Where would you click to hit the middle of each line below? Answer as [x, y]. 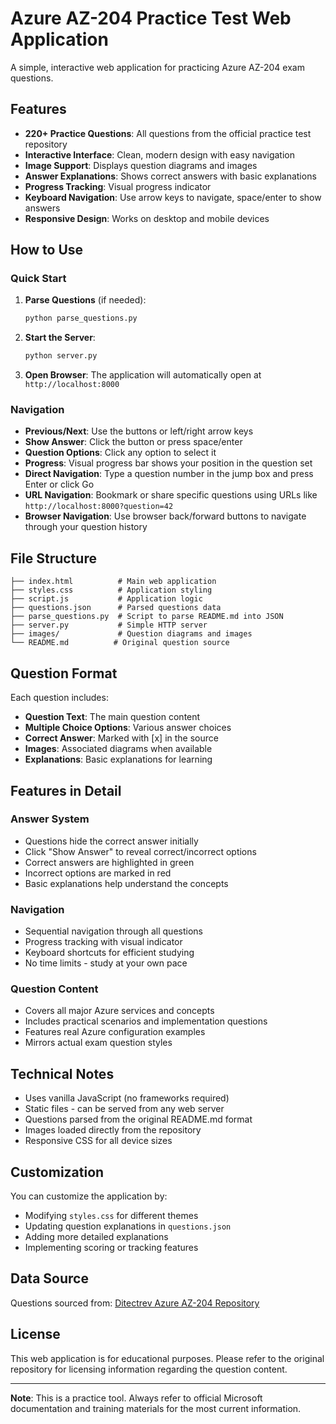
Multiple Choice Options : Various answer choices [128, 728]
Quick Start [38, 279]
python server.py [61, 356]
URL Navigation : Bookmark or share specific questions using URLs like [171, 495]
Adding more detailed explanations [96, 1237]
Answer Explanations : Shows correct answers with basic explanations [170, 176]
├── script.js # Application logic [106, 599]
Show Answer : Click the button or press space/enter [133, 442]
